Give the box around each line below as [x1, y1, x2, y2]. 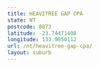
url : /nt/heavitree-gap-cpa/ [7, 43, 93, 50]
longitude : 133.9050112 [7, 36, 77, 43]
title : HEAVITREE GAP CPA [7, 10, 83, 17]
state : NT [7, 17, 37, 24]
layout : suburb [7, 50, 52, 57]
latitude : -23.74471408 [7, 29, 77, 37]
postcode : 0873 [7, 23, 52, 30]
